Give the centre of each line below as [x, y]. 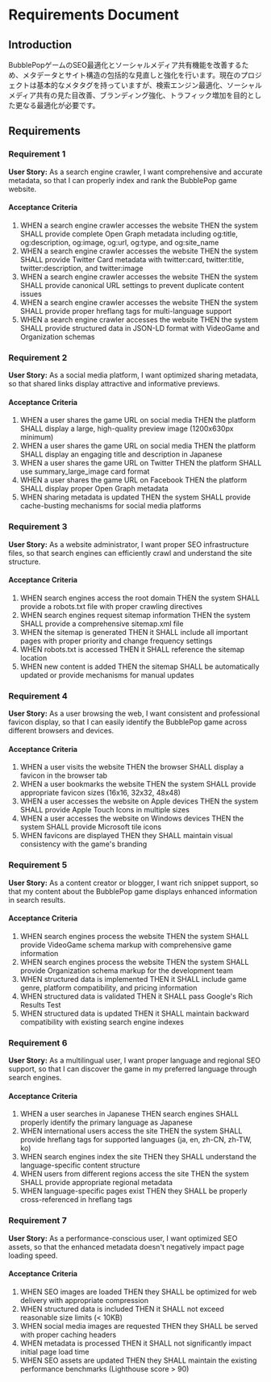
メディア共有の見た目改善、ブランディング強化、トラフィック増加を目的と [131, 95]
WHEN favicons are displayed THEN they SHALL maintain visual [126, 836]
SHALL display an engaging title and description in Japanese [121, 454]
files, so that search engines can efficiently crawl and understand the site [130, 553]
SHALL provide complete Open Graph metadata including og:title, [129, 234]
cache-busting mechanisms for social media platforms [110, 506]
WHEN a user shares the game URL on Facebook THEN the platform [133, 480]
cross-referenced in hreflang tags [76, 1200]
